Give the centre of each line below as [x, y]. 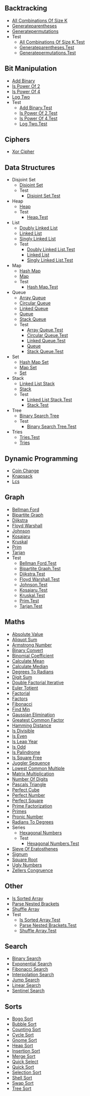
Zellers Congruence [32, 870]
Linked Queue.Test [46, 341]
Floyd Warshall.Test [39, 579]
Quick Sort [23, 1067]
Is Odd [19, 746]
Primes [19, 811]
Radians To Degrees [32, 822]
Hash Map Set [34, 362]
